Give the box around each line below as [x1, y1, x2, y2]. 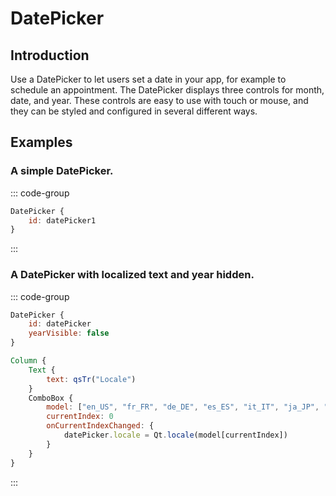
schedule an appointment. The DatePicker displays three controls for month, [10, 84, 325, 96]
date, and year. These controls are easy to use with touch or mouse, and [10, 95, 309, 106]
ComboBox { [28, 393, 74, 403]
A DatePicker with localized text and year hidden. [10, 268, 255, 282]
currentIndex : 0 [46, 412, 114, 422]
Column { [10, 356, 47, 366]
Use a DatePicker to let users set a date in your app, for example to [10, 73, 287, 85]
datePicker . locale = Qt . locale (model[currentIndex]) [63, 430, 288, 441]
